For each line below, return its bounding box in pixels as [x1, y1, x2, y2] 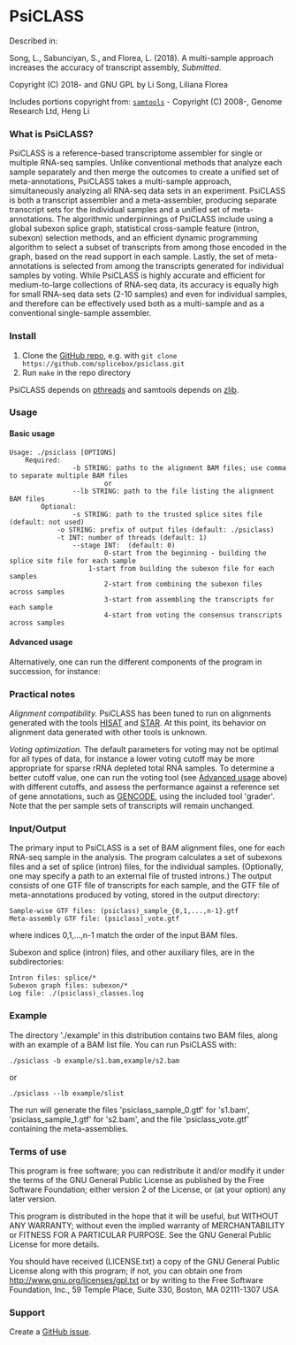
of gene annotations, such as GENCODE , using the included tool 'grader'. [9, 791, 276, 802]
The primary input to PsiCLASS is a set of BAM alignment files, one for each [9, 842, 285, 853]
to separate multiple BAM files [9, 471, 128, 480]
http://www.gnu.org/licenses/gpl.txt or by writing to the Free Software [9, 1275, 263, 1286]
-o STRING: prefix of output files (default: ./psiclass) [56, 525, 275, 534]
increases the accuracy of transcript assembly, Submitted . [9, 62, 222, 73]
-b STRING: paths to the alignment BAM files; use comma [72, 463, 287, 473]
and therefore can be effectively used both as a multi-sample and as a [9, 298, 265, 309]
